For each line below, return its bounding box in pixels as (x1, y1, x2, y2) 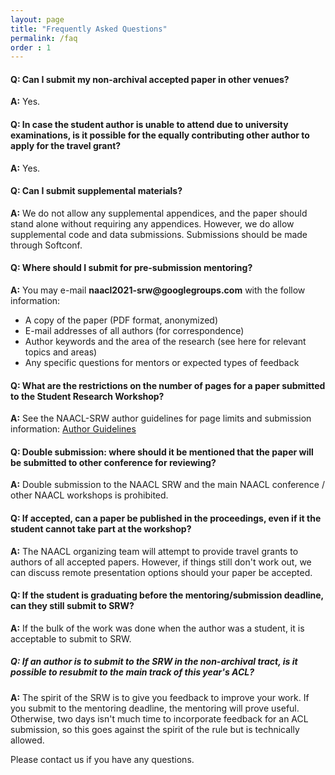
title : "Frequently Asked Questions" (10, 24, 168, 34)
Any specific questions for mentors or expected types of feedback (24, 357, 300, 369)
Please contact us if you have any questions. (10, 753, 195, 765)
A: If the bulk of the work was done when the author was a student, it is (10, 622, 305, 634)
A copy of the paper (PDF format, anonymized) (24, 314, 219, 326)
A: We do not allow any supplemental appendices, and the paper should (10, 207, 308, 219)
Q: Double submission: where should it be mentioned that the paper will (10, 446, 314, 458)
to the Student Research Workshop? (10, 390, 165, 402)
